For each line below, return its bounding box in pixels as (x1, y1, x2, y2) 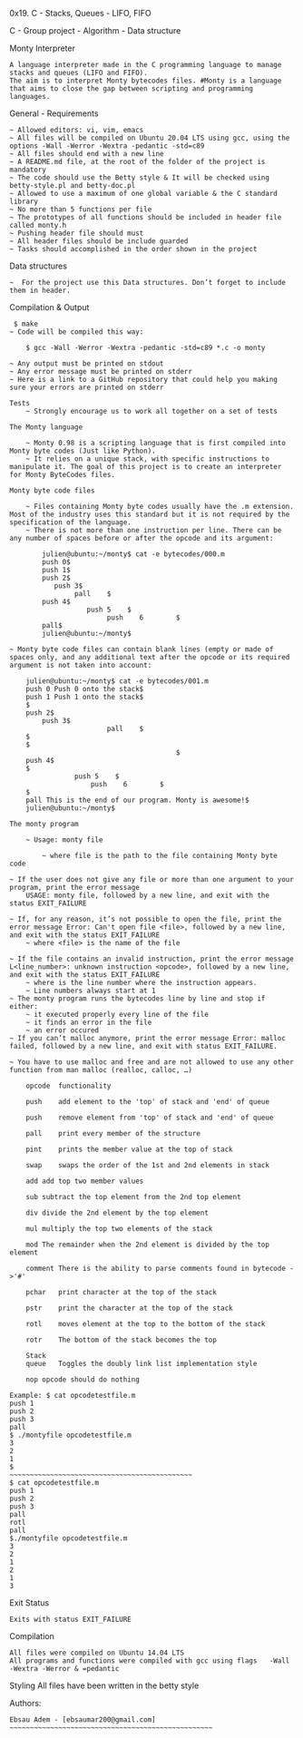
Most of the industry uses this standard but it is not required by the (9, 510, 290, 519)
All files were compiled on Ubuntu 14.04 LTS (9, 1648, 184, 1657)
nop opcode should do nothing (25, 1375, 141, 1384)
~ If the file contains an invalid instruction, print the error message (9, 954, 295, 963)
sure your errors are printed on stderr (9, 383, 165, 392)
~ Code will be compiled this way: (9, 327, 144, 337)
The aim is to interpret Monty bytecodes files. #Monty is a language (9, 76, 282, 85)
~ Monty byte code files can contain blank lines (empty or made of (9, 645, 274, 654)
